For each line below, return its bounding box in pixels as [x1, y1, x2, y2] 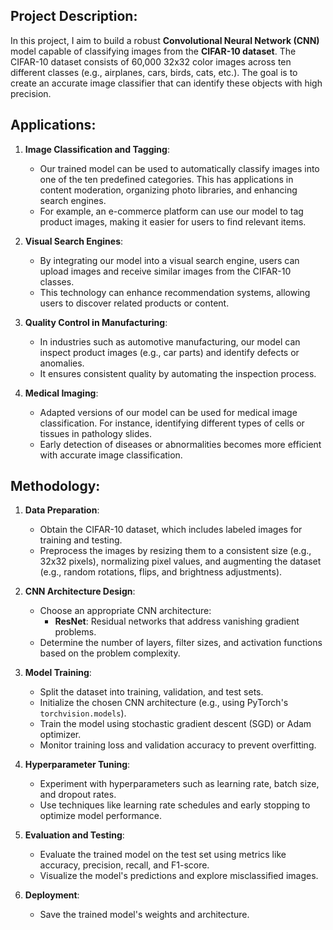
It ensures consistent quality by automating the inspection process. [39, 367, 317, 379]
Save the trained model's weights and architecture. [39, 909, 250, 921]
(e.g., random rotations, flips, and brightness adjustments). [39, 566, 283, 578]
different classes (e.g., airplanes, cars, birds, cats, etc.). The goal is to [10, 66, 298, 78]
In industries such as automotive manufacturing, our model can [39, 335, 301, 348]
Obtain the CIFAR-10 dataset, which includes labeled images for [39, 524, 303, 536]
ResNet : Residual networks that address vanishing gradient [54, 615, 300, 628]
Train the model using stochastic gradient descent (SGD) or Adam [39, 718, 312, 730]
